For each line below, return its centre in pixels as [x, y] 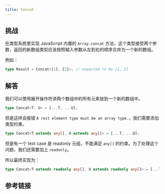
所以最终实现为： [22, 160]
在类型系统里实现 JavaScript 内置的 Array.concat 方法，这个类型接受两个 [79, 43]
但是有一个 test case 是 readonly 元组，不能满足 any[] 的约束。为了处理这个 [82, 143]
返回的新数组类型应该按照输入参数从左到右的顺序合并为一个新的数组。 [84, 50]
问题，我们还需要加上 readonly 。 [38, 149]
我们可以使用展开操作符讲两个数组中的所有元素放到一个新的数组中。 [74, 99]
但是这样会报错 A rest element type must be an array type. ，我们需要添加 [82, 118]
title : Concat [20, 10]
